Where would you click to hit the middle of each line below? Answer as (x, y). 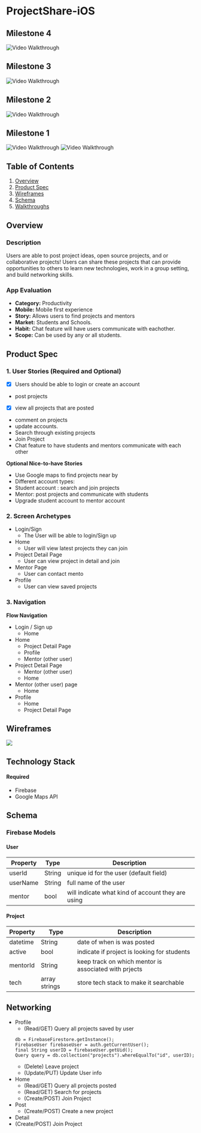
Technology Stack (41, 762)
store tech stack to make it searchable (130, 982)
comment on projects (41, 420)
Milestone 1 (28, 133)
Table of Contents (40, 166)
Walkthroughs (32, 207)
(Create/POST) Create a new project (68, 1111)
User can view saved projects (60, 587)
